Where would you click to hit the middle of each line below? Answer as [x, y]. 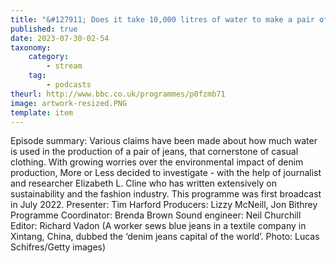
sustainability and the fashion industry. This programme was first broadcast [166, 194]
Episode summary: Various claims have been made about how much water [164, 141]
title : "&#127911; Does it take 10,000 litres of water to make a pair [162, 19]
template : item [42, 112]
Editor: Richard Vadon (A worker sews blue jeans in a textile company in [158, 226]
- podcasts [69, 85]
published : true [44, 29]
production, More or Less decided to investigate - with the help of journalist [166, 173]
